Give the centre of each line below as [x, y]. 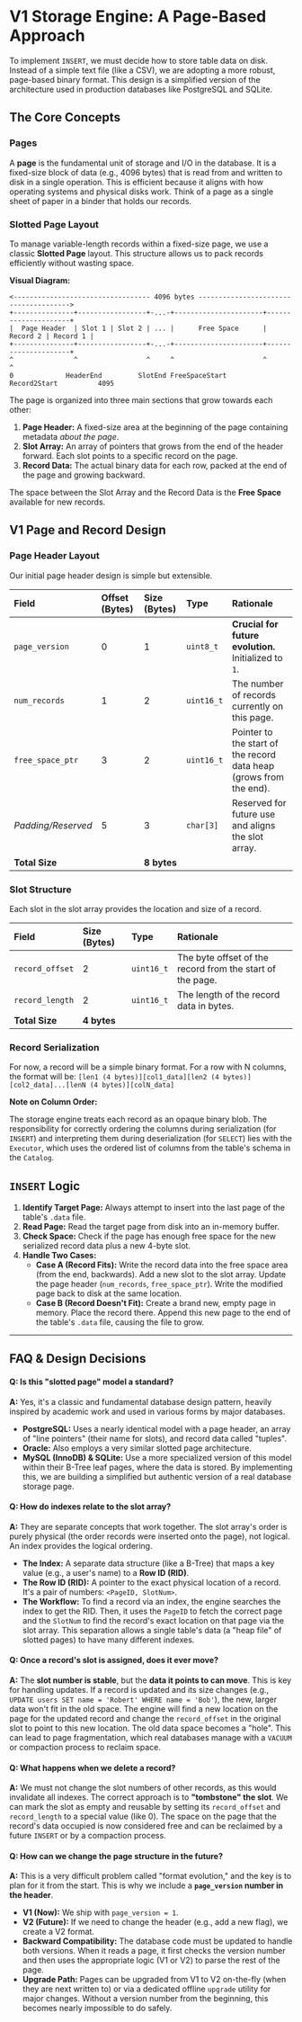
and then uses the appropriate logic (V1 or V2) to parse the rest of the [151, 1960]
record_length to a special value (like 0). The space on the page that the [143, 1816]
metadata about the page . [71, 436]
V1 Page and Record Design [88, 530]
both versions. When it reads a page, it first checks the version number [154, 1951]
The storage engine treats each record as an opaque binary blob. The [138, 1119]
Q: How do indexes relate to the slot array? [90, 1507]
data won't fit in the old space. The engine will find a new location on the [144, 1709]
